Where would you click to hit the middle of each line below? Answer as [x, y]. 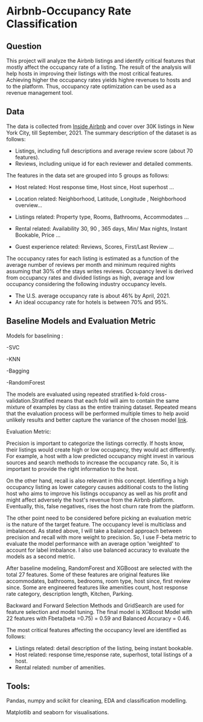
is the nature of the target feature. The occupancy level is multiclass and [96, 524]
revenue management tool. [40, 93]
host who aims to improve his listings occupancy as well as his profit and [97, 493]
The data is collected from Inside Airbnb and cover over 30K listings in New [100, 126]
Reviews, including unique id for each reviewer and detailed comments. [104, 164]
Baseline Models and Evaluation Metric [81, 321]
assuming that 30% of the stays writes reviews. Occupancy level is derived [100, 271]
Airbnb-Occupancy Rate [69, 11]
